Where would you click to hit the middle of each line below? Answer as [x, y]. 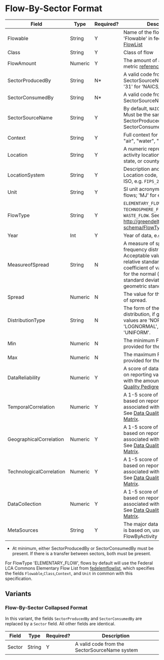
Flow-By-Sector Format [54, 9]
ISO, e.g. [133, 181]
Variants [18, 594]
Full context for [141, 135]
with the [133, 380]
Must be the [137, 114]
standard [134, 280]
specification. [19, 578]
